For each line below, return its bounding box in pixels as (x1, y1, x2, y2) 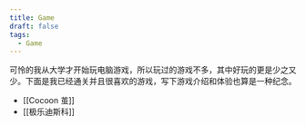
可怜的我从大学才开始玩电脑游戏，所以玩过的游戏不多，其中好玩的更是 (9, 64, 273, 75)
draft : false (9, 22, 59, 31)
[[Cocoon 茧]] (22, 95, 75, 106)
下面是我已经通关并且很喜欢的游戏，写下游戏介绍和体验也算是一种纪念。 (25, 76, 297, 87)
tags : (9, 30, 30, 39)
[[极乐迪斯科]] (22, 106, 76, 118)
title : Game (9, 13, 55, 23)
